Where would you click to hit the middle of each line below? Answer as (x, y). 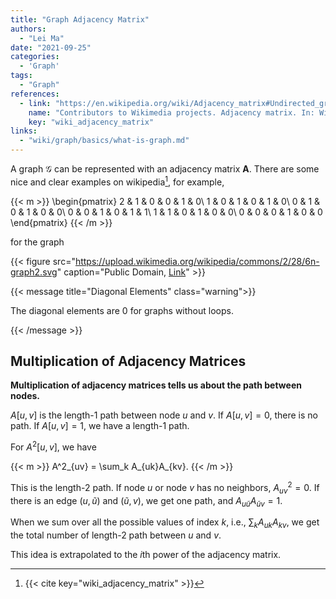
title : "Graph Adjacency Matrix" (80, 19)
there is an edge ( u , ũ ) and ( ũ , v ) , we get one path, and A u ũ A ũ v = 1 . (146, 501)
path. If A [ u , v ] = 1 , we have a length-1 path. (100, 426)
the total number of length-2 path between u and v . (116, 535)
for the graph (37, 242)
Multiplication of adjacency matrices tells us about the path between (156, 385)
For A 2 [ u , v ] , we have (53, 446)
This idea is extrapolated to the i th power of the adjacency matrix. (146, 555)
